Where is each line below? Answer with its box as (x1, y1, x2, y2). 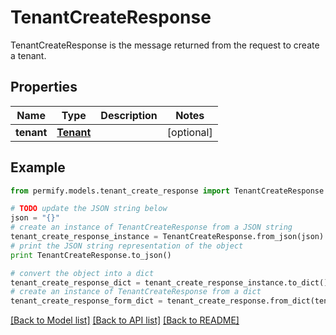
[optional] (166, 125, 213, 139)
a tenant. (10, 49, 47, 61)
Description (100, 108, 158, 122)
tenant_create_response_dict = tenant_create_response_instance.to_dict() (10, 277, 329, 288)
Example (10, 159, 66, 176)
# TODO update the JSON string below (10, 204, 168, 214)
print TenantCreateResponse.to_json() (10, 250, 172, 260)
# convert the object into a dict (10, 268, 155, 278)
